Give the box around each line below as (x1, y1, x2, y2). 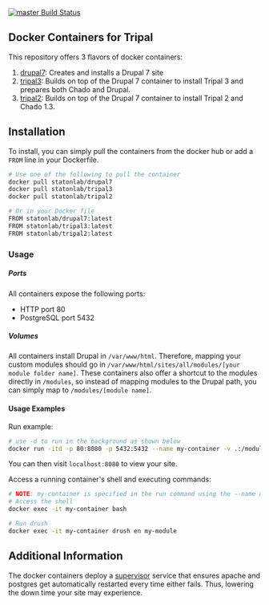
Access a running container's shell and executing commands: (8, 474, 212, 485)
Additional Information (8, 550, 123, 563)
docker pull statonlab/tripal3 (8, 185, 113, 193)
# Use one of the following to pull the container (8, 170, 181, 178)
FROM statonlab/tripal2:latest (8, 229, 113, 238)
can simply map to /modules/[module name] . (8, 385, 152, 395)
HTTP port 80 (19, 304, 66, 314)
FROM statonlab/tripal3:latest (8, 221, 113, 230)
